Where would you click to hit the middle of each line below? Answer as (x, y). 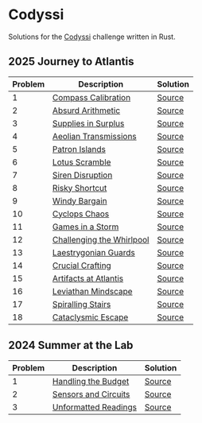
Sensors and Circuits (91, 394)
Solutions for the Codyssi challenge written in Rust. (92, 37)
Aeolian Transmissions (94, 136)
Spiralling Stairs (82, 304)
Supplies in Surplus (88, 123)
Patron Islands (79, 149)
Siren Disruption (82, 175)
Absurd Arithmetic (86, 111)
